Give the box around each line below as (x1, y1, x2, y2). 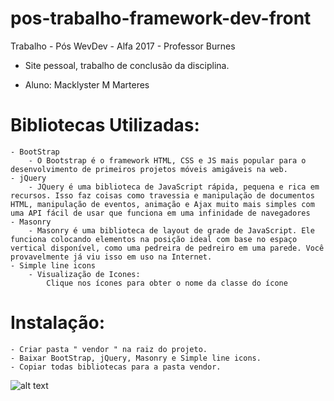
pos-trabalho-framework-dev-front (10, 7, 312, 30)
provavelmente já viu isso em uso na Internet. (10, 252, 213, 262)
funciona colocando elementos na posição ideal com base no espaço (10, 234, 298, 244)
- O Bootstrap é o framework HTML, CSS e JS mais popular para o (28, 155, 307, 166)
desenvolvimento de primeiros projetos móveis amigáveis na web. (10, 164, 288, 174)
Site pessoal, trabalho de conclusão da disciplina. (24, 59, 230, 71)
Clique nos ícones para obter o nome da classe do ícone (46, 278, 288, 288)
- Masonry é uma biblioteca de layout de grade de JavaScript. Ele (28, 225, 315, 236)
